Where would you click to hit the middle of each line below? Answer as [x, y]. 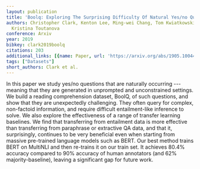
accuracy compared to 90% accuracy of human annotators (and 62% [92, 154]
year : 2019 [20, 39]
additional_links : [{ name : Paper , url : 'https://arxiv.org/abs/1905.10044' [102, 56]
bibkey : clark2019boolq [36, 45]
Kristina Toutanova [36, 28]
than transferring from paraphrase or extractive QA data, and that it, [89, 128]
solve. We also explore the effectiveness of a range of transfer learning [93, 115]
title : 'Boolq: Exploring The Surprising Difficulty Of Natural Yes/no [97, 17]
